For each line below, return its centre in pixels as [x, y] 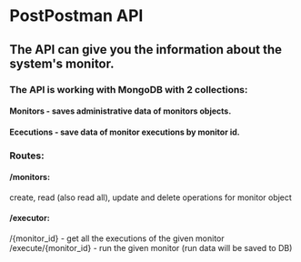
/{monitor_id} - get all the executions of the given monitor [117, 238]
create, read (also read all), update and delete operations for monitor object [151, 197]
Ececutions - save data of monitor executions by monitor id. [125, 132]
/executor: [30, 218]
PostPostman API [76, 16]
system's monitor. [62, 63]
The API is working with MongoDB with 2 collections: [129, 89]
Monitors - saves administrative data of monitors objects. [120, 111]
